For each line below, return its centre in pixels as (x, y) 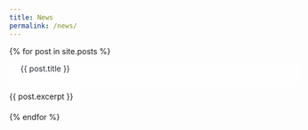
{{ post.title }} (45, 69)
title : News (31, 17)
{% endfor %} (35, 117)
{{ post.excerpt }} (41, 96)
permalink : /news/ (43, 26)
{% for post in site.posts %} (60, 51)
